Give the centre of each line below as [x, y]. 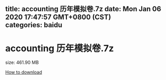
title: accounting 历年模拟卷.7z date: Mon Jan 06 [83, 9]
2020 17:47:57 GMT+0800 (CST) [58, 17]
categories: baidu [34, 25]
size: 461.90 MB [22, 62]
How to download [24, 72]
